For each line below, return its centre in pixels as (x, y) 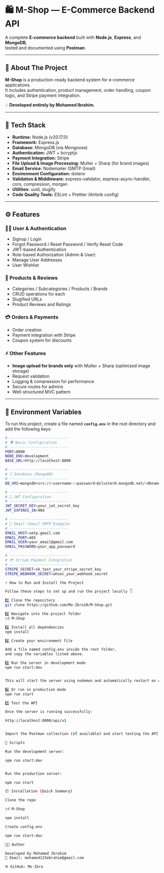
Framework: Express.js (36, 142)
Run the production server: (34, 774)
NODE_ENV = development (27, 456)
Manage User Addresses (37, 260)
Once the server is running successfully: (49, 712)
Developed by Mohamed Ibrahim (36, 853)
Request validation (31, 376)
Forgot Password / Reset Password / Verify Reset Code (68, 245)
